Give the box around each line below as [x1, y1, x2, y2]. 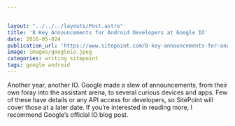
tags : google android [7, 62, 71, 69]
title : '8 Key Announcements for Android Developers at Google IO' [7, 29, 208, 36]
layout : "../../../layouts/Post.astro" [7, 22, 124, 29]
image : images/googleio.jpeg [7, 48, 92, 56]
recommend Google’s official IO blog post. [7, 110, 129, 119]
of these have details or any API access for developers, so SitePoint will [7, 95, 213, 104]
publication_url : [7, 42, 58, 49]
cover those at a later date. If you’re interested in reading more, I [7, 103, 193, 111]
